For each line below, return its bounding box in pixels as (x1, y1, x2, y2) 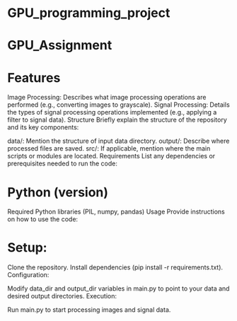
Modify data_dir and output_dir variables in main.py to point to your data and (7, 284, 230, 293)
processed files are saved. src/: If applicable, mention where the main (7, 144, 211, 153)
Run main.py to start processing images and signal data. (7, 305, 171, 314)
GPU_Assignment (7, 37, 112, 54)
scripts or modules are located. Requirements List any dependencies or (7, 152, 216, 160)
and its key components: (7, 123, 79, 132)
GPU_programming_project (7, 5, 170, 21)
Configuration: (7, 271, 50, 279)
